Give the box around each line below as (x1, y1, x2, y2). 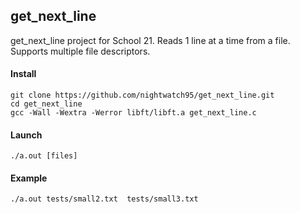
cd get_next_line (10, 99, 83, 109)
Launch (10, 129, 43, 141)
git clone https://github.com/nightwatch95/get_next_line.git (10, 90, 275, 101)
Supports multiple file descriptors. (10, 45, 151, 57)
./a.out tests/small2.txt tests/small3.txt (10, 194, 199, 204)
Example (10, 172, 48, 184)
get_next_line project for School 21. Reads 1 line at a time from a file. (10, 34, 291, 46)
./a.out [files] (10, 151, 78, 161)
